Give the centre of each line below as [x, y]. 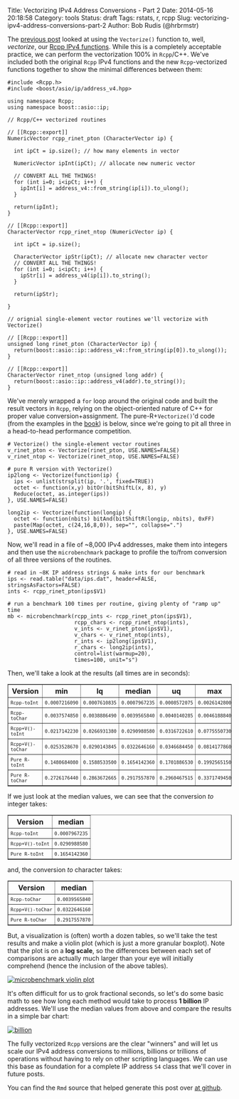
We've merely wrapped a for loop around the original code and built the [113, 401]
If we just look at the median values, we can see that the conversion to [111, 796]
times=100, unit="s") [106, 660]
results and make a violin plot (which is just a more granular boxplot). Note [116, 943]
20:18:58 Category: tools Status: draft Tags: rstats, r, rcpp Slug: [100, 18]
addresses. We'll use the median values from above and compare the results [119, 1009]
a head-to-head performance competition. [69, 431]
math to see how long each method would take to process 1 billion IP [108, 1001]
